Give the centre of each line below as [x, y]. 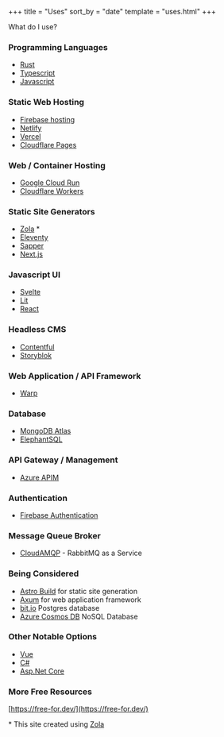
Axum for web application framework [80, 600]
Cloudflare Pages [48, 145]
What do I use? [33, 27]
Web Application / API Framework [75, 376]
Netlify [31, 128]
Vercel [30, 136]
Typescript [37, 73]
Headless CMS [37, 330]
